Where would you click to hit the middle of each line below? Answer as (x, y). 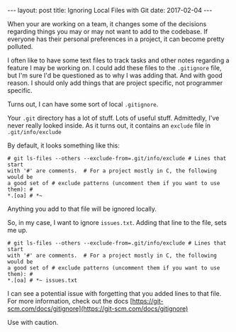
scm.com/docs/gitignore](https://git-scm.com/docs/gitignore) (98, 309)
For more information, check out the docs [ (70, 301)
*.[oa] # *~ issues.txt (43, 280)
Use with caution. (33, 322)
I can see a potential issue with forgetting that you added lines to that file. (114, 293)
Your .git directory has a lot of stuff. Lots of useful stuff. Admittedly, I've (113, 118)
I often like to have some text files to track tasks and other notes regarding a (118, 60)
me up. (18, 230)
